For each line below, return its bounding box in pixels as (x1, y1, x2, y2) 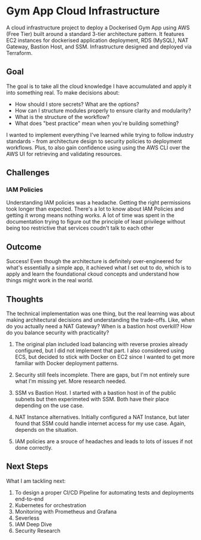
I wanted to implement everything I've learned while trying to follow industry (6, 131, 194, 138)
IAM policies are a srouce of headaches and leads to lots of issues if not (14, 438, 193, 445)
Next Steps (6, 462, 48, 472)
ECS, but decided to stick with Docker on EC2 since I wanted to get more (14, 353, 195, 361)
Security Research (14, 527, 61, 534)
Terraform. (6, 49, 33, 56)
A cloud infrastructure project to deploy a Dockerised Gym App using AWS (6, 24, 190, 31)
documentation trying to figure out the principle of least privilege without (6, 218, 185, 225)
